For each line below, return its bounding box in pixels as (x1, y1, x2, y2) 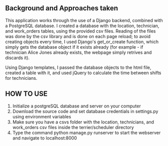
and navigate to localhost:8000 (12, 135, 77, 141)
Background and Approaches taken (5, 4, 118, 13)
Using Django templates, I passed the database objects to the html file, (5, 64, 151, 70)
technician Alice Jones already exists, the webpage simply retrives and (5, 49, 152, 55)
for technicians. (5, 75, 38, 81)
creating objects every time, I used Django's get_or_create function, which (5, 39, 159, 45)
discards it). (5, 55, 30, 61)
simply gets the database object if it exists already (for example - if (5, 44, 143, 50)
